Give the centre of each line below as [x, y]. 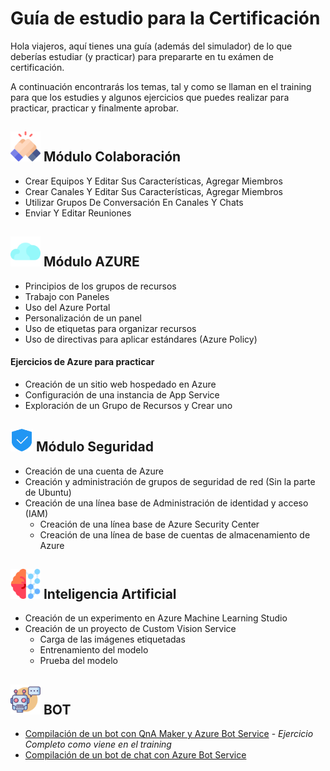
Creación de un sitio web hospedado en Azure [120, 384]
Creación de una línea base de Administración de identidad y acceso [166, 503]
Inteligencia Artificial [110, 593]
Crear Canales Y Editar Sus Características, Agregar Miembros [153, 191]
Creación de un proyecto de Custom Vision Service [130, 629]
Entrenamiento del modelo [94, 650]
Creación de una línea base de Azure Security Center [149, 524]
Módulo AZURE [91, 262]
